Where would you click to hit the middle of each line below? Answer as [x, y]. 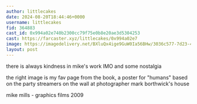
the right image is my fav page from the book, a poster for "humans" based [97, 77]
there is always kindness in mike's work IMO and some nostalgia [84, 66]
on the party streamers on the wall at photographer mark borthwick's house [98, 84]
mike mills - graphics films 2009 [45, 95]
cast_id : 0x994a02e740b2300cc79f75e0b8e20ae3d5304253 [73, 33]
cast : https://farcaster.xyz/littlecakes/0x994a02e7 [72, 39]
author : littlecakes [31, 11]
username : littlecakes [34, 22]
